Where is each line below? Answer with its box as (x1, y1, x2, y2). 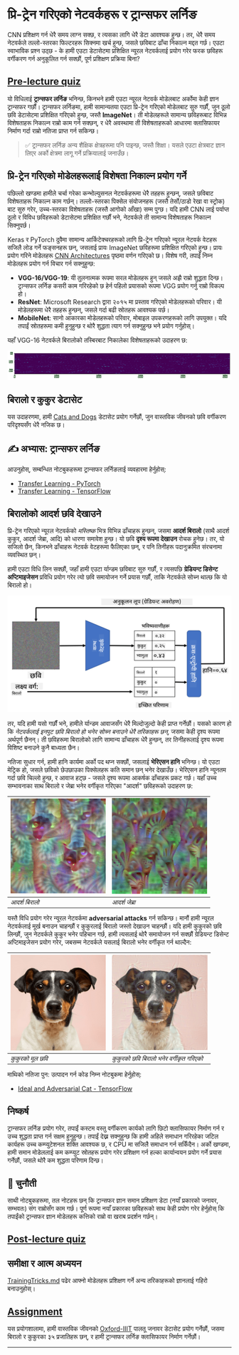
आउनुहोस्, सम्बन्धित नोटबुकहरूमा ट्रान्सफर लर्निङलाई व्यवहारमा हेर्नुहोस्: (7, 465, 166, 474)
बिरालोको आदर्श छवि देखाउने (7, 507, 102, 519)
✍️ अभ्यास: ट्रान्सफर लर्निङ (7, 442, 100, 455)
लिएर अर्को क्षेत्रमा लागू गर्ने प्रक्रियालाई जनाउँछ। (24, 149, 129, 157)
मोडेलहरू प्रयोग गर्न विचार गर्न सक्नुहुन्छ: (7, 259, 95, 268)
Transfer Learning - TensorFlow (17, 487, 112, 496)
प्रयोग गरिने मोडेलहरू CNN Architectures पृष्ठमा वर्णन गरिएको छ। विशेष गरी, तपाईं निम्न (7, 251, 213, 259)
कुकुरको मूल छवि (10, 1054, 48, 1062)
